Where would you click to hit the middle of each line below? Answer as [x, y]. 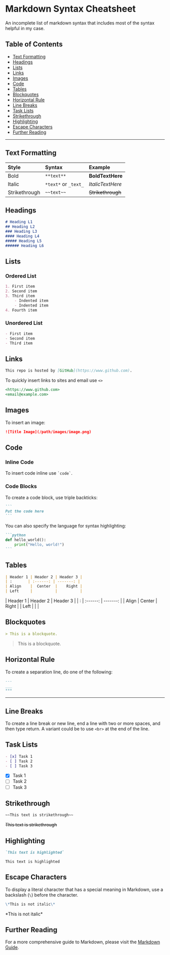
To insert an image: [25, 422]
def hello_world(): [26, 540]
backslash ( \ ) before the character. [42, 895]
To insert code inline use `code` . [39, 473]
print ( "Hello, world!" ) [39, 544]
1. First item [20, 287]
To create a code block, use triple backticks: [51, 497]
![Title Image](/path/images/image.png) [49, 432]
